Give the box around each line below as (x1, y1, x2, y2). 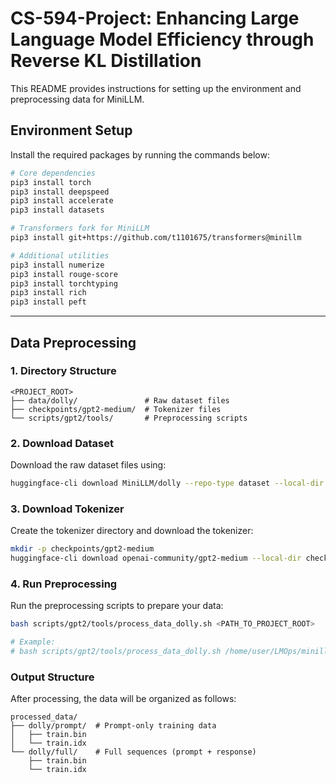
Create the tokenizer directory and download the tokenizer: (10, 525, 254, 537)
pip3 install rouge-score (10, 269, 118, 279)
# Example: (10, 637, 56, 647)
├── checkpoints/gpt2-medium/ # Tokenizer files (10, 404, 222, 414)
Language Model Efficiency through (10, 28, 315, 51)
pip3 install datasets (10, 205, 105, 216)
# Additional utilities (10, 250, 110, 261)
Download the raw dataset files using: (10, 459, 167, 471)
